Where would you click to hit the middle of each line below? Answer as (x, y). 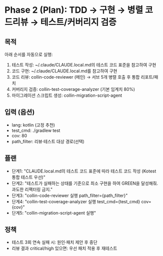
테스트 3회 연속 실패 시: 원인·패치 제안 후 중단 (54, 242)
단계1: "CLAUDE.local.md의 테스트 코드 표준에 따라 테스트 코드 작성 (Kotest (84, 171)
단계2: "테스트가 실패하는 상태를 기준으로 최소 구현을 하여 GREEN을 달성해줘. (85, 183)
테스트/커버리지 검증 (78, 22)
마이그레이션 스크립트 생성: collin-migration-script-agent (67, 95)
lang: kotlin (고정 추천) (33, 125)
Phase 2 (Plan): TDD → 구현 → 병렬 (74, 10)
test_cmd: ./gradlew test (36, 130)
